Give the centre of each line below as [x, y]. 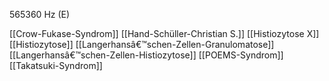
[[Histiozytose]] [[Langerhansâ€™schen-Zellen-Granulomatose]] [142, 44]
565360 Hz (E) [40, 14]
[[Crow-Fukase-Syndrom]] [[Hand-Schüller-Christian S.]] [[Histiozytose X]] [164, 33]
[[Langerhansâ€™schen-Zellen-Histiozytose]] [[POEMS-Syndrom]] [146, 55]
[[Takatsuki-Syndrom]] [56, 65]
